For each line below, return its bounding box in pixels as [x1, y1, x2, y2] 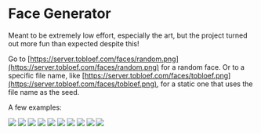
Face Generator [8, 5, 111, 23]
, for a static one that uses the [156, 79, 253, 89]
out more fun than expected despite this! [8, 38, 140, 48]
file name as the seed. [8, 87, 80, 96]
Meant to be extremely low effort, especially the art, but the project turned [8, 31, 248, 40]
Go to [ [8, 54, 31, 63]
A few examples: [8, 103, 62, 112]
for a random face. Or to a [160, 62, 245, 71]
